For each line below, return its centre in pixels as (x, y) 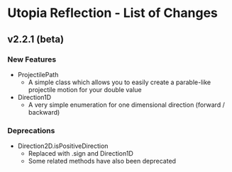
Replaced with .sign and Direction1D (81, 154)
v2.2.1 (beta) (36, 39)
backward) (44, 112)
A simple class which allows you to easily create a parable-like (120, 82)
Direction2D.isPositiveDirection (63, 146)
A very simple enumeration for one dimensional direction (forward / (126, 105)
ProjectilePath (38, 74)
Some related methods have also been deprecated (102, 161)
